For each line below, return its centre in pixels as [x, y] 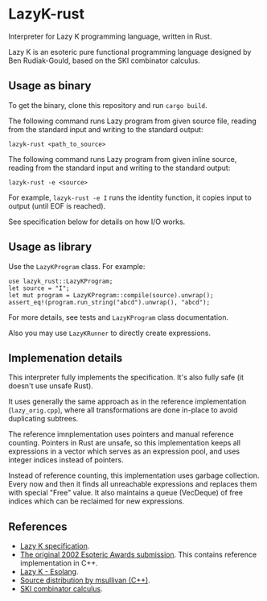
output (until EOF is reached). [57, 205]
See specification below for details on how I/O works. [97, 222]
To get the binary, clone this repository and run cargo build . [108, 105]
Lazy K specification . [55, 546]
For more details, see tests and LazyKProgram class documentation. [119, 317]
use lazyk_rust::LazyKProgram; [61, 281]
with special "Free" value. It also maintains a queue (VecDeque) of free [126, 493]
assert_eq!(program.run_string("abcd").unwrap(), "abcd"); [109, 302]
